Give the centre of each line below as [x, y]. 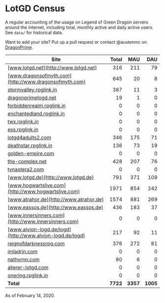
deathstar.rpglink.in [30, 145]
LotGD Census [35, 9]
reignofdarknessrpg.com [36, 243]
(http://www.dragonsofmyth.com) [47, 81]
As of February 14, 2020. [30, 295]
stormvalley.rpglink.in [32, 90]
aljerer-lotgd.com [28, 267]
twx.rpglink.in [23, 122]
